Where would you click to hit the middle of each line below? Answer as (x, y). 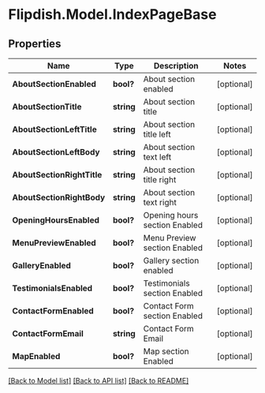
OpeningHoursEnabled (56, 220)
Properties (35, 44)
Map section (166, 351)
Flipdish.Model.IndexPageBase (112, 15)
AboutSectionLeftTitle (54, 129)
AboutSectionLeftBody (56, 152)
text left (157, 157)
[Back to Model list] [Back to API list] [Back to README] (99, 381)
